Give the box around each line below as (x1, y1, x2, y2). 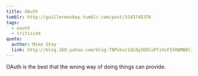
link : (11, 47, 25, 53)
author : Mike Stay (11, 42, 57, 48)
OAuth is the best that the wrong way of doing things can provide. (6, 63, 166, 70)
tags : (6, 19, 19, 25)
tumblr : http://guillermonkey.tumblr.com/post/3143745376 (6, 14, 151, 20)
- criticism (11, 31, 41, 37)
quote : (6, 36, 22, 42)
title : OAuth (6, 8, 38, 15)
